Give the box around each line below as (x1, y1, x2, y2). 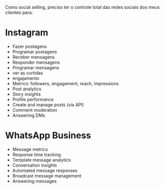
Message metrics (12, 146, 48, 152)
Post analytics (12, 86, 41, 92)
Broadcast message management (12, 173, 82, 179)
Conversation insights (12, 162, 57, 168)
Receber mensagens (12, 54, 55, 60)
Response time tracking (12, 152, 61, 158)
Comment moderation (12, 107, 58, 113)
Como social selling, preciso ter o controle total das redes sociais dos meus (5, 4, 160, 10)
